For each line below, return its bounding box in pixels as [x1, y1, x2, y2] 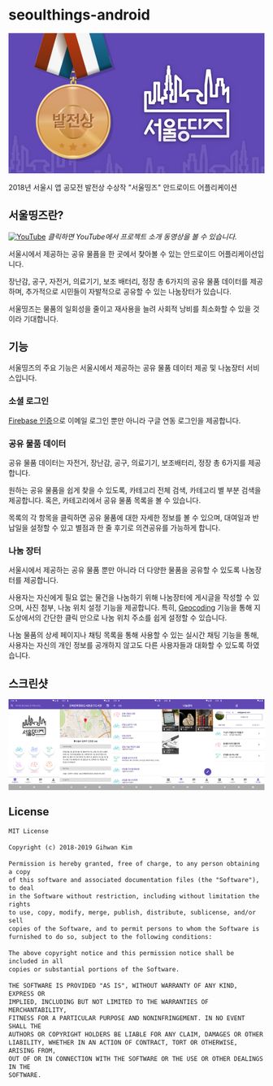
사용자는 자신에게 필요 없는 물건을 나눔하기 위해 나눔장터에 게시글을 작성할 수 [8, 593, 252, 602]
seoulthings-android [8, 6, 150, 24]
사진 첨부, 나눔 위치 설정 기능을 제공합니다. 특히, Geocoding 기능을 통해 [25, 603, 253, 613]
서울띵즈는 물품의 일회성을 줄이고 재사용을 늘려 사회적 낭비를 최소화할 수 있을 [8, 303, 252, 314]
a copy [8, 868, 31, 876]
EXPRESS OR [8, 990, 45, 998]
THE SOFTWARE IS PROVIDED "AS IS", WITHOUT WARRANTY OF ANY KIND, [8, 982, 238, 990]
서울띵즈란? [8, 209, 64, 223]
